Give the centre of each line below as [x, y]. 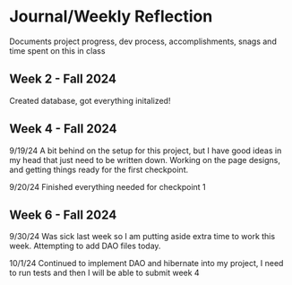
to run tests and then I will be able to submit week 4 [104, 273]
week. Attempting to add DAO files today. [85, 246]
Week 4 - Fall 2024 [63, 129]
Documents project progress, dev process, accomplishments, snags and [143, 41]
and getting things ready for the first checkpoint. [99, 169]
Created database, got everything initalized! [90, 100]
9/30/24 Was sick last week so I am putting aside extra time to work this [142, 237]
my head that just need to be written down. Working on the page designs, [145, 160]
